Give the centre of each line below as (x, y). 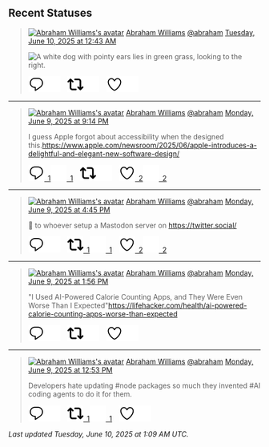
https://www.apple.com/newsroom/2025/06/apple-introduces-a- (150, 145)
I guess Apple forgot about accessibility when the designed (126, 136)
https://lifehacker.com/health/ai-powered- (177, 305)
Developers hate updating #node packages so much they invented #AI (144, 385)
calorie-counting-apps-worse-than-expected (102, 314)
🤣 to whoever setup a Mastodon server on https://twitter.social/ (132, 225)
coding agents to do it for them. (80, 394)
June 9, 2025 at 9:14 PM (68, 121)
